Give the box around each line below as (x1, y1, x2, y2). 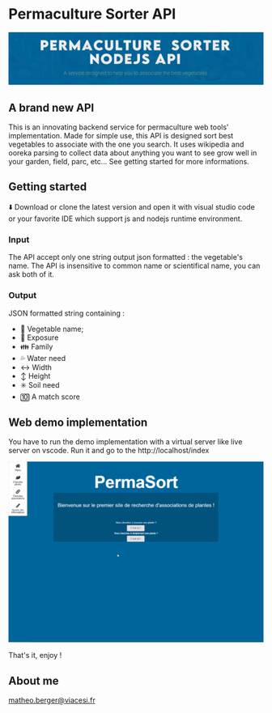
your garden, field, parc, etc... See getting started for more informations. (8, 157, 249, 167)
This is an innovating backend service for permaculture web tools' (8, 122, 229, 132)
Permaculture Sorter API (8, 5, 176, 23)
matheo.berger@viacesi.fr (8, 695, 96, 705)
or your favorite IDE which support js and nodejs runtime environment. (8, 214, 243, 223)
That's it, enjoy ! (8, 651, 62, 660)
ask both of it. (8, 269, 55, 279)
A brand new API (8, 100, 95, 114)
